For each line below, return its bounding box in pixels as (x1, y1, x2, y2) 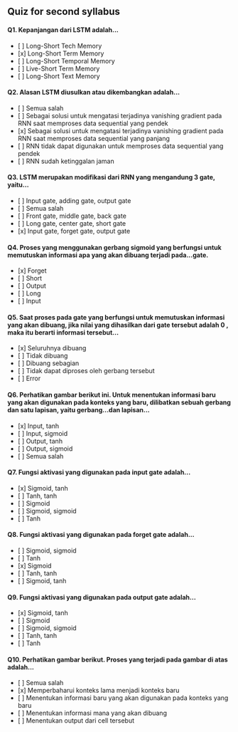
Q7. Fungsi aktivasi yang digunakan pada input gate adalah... (7, 468, 191, 476)
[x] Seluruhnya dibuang (17, 344, 87, 352)
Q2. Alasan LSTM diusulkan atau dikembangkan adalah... (7, 88, 180, 97)
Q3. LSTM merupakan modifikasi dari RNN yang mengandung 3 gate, (7, 173, 215, 182)
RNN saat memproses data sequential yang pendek (17, 119, 168, 127)
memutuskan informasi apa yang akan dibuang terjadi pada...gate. (7, 251, 209, 259)
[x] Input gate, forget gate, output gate (17, 227, 131, 235)
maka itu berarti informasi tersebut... (7, 328, 119, 337)
